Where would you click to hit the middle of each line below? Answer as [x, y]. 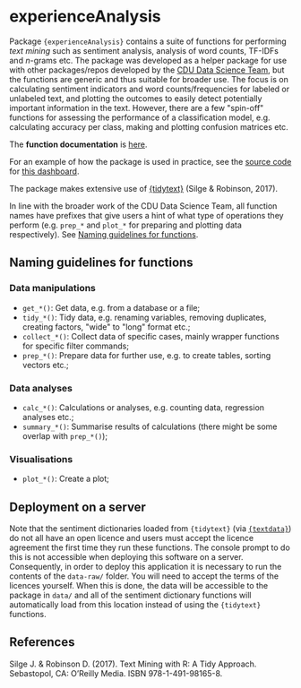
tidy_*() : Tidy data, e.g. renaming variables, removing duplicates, [144, 317]
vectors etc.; [45, 365]
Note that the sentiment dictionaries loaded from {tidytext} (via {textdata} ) [150, 529]
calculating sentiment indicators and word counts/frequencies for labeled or [149, 89]
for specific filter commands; [76, 346]
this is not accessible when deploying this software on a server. [126, 557]
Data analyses [41, 388]
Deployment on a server [77, 507]
